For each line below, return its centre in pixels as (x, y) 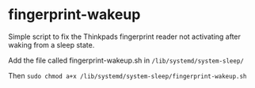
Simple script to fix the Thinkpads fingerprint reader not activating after (125, 36)
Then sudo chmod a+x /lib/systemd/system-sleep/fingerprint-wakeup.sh (127, 75)
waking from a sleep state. (51, 44)
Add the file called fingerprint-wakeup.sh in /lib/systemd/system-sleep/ (126, 60)
